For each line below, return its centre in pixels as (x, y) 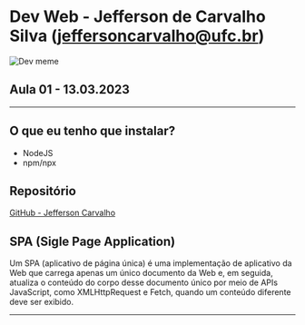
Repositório (43, 191)
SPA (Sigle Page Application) (92, 241)
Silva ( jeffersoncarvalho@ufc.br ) (137, 36)
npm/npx (39, 162)
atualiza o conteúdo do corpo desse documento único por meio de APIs (144, 282)
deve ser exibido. (42, 302)
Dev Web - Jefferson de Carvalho (138, 17)
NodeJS (38, 153)
